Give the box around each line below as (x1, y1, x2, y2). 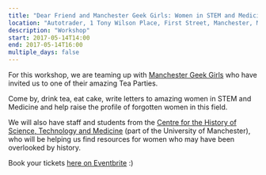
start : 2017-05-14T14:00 (8, 33, 90, 42)
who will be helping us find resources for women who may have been (8, 135, 235, 143)
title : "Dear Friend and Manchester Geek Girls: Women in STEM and (8, 11, 236, 20)
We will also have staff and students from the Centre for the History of (8, 118, 237, 127)
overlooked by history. (8, 143, 82, 152)
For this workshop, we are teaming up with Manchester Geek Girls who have (8, 70, 257, 79)
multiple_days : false (8, 48, 80, 56)
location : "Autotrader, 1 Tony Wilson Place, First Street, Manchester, (8, 19, 253, 27)
